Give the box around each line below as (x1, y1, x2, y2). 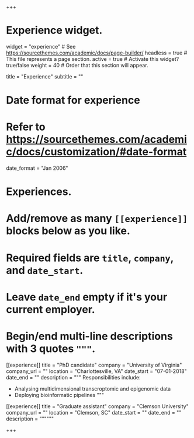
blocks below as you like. (6, 224, 130, 238)
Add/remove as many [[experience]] (6, 212, 188, 225)
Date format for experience (6, 94, 140, 107)
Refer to (6, 121, 46, 134)
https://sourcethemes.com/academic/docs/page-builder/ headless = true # (6, 49, 188, 56)
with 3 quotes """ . (6, 342, 96, 355)
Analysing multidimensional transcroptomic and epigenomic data (14, 385, 171, 392)
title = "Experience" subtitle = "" (6, 73, 84, 80)
